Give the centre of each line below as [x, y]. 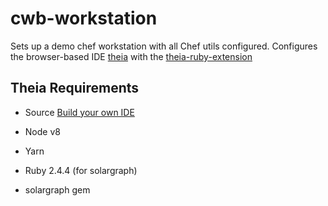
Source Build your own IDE [79, 112]
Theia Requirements [75, 88]
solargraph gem [57, 189]
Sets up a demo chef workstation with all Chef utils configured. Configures [164, 46]
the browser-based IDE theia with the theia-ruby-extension [131, 56]
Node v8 [42, 131]
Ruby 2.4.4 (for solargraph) [81, 170]
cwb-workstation [84, 18]
